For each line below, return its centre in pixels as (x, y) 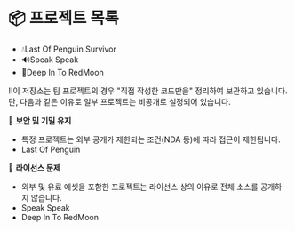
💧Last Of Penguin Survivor (68, 49)
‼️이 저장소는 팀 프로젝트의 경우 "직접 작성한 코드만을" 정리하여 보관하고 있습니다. (148, 91)
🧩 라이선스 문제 (35, 167)
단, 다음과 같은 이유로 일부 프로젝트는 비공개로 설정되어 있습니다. (120, 101)
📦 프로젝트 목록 (64, 18)
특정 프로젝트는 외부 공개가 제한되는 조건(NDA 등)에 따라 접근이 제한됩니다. (151, 139)
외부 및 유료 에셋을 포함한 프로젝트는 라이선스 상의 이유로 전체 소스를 (140, 187)
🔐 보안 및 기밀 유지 (40, 120)
